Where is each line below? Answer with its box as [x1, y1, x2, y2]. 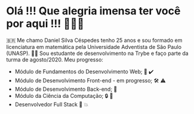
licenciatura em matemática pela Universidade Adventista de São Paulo [6, 43, 182, 50]
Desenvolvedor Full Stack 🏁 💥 [14, 100, 88, 108]
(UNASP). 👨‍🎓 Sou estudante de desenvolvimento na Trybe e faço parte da [6, 50, 189, 57]
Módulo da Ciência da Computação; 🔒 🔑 [14, 92, 113, 99]
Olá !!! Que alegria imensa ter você [6, 4, 181, 18]
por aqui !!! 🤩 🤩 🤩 [6, 17, 85, 30]
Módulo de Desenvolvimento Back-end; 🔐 [14, 85, 118, 93]
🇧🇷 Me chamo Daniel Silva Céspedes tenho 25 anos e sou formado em [6, 36, 183, 44]
